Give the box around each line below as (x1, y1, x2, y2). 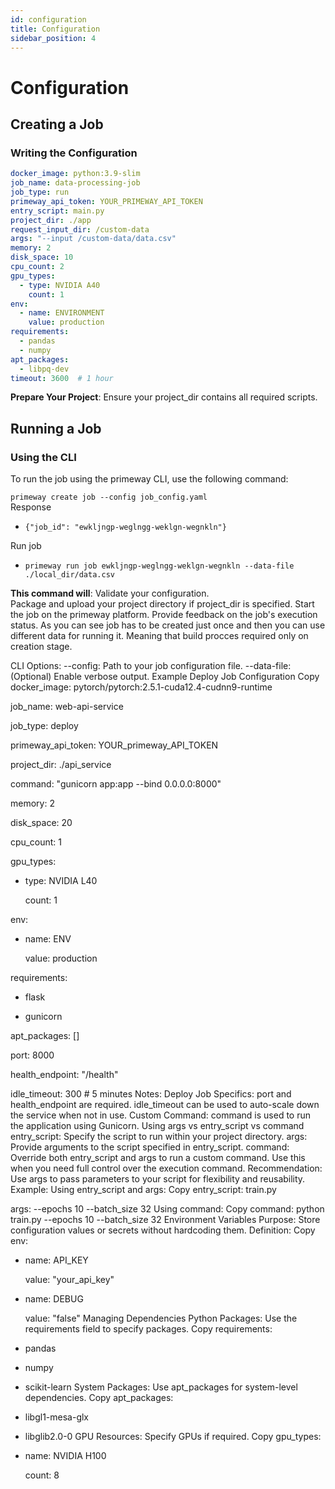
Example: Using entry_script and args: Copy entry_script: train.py (10, 1184, 277, 1196)
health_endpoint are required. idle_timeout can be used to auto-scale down (10, 1099, 320, 1111)
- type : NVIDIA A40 (19, 280, 101, 290)
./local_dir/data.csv (24, 570, 115, 580)
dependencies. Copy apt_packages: (24, 1392, 174, 1404)
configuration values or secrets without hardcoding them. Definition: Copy (10, 1224, 316, 1236)
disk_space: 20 (10, 817, 73, 829)
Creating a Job (10, 116, 104, 133)
